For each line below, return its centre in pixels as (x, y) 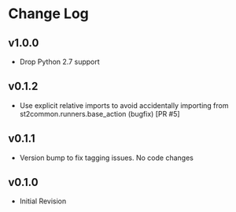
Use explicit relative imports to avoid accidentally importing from (124, 105)
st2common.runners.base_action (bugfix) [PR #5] (100, 113)
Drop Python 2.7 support (59, 61)
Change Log (48, 14)
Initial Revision (43, 201)
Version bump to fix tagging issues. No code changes (107, 158)
